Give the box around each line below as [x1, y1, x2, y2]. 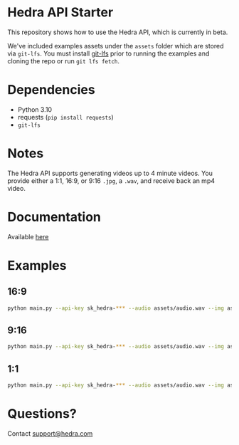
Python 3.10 [17, 105, 52, 114]
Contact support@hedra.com [7, 429, 93, 438]
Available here [7, 232, 49, 241]
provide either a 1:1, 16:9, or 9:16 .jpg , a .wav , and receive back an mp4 [7, 176, 216, 185]
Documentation [7, 209, 102, 225]
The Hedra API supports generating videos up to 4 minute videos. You [7, 169, 213, 177]
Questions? [7, 406, 77, 422]
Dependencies [7, 82, 95, 98]
